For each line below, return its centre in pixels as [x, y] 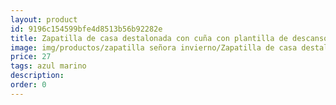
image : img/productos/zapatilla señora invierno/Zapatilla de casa [154, 47]
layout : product [44, 19]
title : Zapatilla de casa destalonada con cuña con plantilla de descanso [169, 38]
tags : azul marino [48, 66]
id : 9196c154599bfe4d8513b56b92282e [86, 29]
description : [37, 76]
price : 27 [31, 57]
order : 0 [28, 85]
